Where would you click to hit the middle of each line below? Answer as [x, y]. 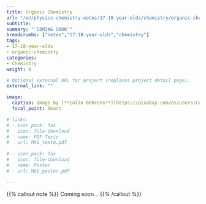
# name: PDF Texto [33, 137]
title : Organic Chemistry [39, 12]
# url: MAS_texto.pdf [37, 143]
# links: [17, 120]
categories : [21, 58]
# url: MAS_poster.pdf [38, 171]
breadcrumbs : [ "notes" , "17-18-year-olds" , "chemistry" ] [78, 35]
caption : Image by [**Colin [48, 103]
